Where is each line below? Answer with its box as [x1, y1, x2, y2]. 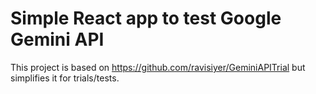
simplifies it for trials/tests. [10, 72, 120, 84]
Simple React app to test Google [10, 7, 282, 30]
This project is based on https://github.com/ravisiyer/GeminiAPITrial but [10, 61, 306, 73]
